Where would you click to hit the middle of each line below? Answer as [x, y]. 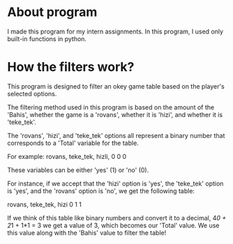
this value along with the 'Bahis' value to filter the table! [87, 232]
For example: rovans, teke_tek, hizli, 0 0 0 [67, 156]
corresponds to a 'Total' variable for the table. [73, 143]
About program [52, 12]
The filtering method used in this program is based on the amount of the [111, 107]
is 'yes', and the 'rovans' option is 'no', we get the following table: [101, 191]
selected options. [32, 93]
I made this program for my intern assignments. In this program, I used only [115, 31]
